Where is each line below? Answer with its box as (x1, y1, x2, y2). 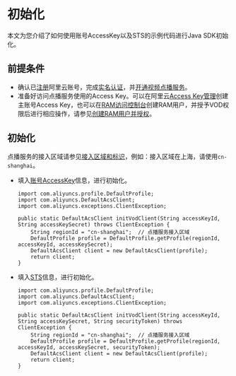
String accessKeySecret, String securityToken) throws (17, 317, 183, 325)
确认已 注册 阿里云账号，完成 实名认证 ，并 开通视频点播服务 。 (17, 83, 191, 91)
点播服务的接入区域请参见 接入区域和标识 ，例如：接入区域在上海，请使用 (7, 152, 218, 160)
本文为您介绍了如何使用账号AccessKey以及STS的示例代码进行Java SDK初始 (7, 31, 228, 40)
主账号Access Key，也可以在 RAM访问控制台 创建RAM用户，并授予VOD (17, 100, 223, 109)
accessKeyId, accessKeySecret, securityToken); (17, 343, 160, 351)
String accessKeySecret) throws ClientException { (17, 221, 170, 228)
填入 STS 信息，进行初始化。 (17, 273, 98, 281)
